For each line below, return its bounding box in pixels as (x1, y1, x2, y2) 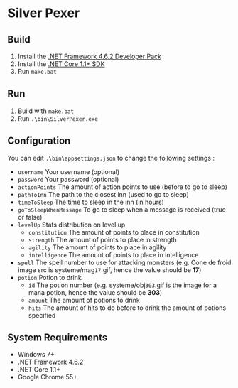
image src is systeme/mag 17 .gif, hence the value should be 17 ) (17, 265, 202, 274)
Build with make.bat (17, 107, 75, 115)
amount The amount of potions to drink (28, 296, 141, 304)
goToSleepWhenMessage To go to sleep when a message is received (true (17, 205, 226, 214)
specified (28, 311, 56, 319)
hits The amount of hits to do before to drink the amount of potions (28, 303, 226, 312)
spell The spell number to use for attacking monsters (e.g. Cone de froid (17, 258, 232, 266)
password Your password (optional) (17, 175, 119, 183)
